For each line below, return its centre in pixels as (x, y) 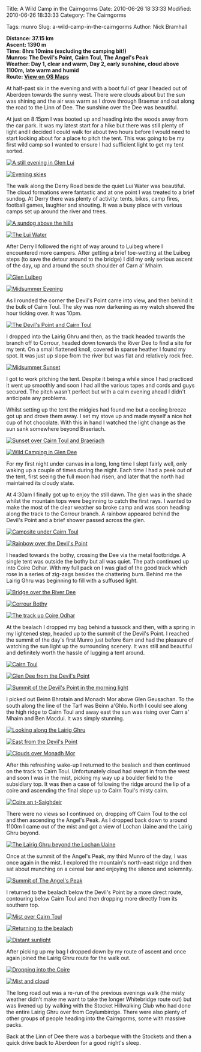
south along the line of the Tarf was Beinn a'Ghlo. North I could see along (97, 706)
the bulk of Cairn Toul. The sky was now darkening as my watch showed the (100, 307)
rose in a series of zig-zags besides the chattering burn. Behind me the (94, 574)
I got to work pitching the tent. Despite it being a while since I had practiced (100, 379)
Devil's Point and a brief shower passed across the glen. (76, 520)
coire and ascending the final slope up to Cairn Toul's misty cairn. (87, 790)
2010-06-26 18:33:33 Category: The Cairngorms (66, 15)
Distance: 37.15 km (30, 38)
